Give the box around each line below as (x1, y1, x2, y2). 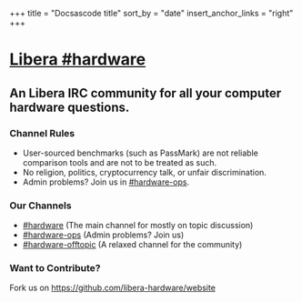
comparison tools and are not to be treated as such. (22, 156, 217, 167)
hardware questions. (9, 99, 130, 115)
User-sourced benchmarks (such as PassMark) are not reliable (22, 147, 259, 158)
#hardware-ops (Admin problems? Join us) (22, 229, 185, 240)
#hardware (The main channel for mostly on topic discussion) (22, 220, 254, 231)
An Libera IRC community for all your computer (9, 86, 282, 101)
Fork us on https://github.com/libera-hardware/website (9, 282, 216, 294)
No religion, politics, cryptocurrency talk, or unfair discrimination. (22, 166, 267, 177)
